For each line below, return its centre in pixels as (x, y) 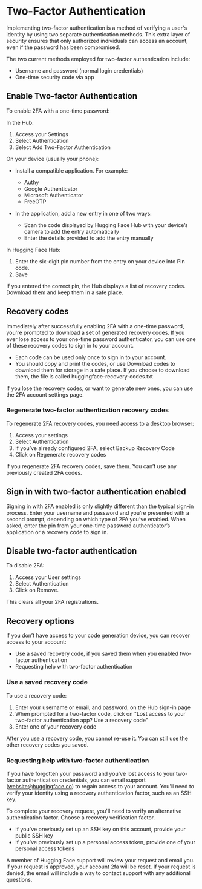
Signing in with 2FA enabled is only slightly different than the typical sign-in (100, 506)
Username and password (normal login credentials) (79, 70)
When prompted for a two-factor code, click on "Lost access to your (100, 713)
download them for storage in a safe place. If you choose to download (102, 370)
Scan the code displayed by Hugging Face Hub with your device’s (106, 225)
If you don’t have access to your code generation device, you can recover (98, 636)
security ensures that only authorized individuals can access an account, (97, 41)
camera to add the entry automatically (71, 231)
